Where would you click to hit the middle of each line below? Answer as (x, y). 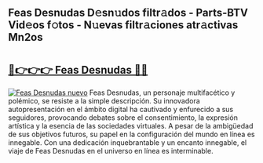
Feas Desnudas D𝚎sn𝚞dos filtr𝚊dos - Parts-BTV (128, 13)
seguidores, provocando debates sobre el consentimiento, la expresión (123, 118)
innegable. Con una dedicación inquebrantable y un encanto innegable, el (128, 143)
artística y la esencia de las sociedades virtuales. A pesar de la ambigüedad (131, 126)
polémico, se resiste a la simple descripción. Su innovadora (104, 101)
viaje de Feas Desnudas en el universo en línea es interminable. (111, 151)
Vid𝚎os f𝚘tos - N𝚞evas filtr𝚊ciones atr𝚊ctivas (123, 25)
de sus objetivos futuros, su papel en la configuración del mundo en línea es (131, 134)
